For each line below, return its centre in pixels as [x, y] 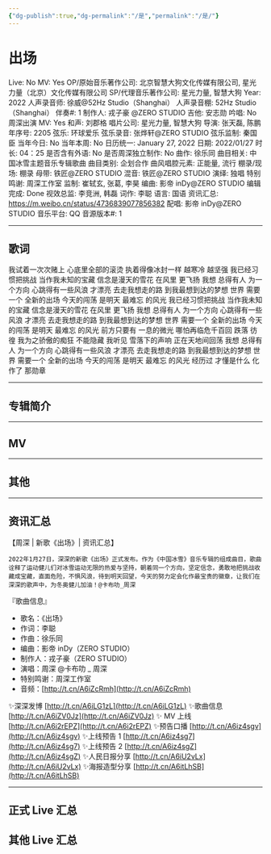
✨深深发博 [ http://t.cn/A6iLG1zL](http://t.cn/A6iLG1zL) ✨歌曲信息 [116, 705]
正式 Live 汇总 [43, 811]
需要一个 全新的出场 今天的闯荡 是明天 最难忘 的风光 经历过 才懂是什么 [134, 361]
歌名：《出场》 [43, 617]
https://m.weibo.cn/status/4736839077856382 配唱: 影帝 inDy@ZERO [125, 203]
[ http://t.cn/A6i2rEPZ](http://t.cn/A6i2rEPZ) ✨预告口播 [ [100, 726]
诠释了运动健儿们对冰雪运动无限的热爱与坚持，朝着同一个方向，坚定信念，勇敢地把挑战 [131, 567]
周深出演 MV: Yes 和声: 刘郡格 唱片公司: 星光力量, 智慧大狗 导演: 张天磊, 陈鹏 [135, 123]
